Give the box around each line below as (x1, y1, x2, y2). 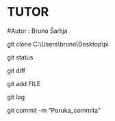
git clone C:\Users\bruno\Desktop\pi (7, 40, 109, 48)
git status (7, 53, 34, 62)
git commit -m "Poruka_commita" (7, 106, 101, 114)
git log (7, 93, 25, 101)
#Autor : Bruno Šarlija (7, 27, 68, 35)
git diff (7, 66, 26, 75)
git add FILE (7, 79, 41, 88)
